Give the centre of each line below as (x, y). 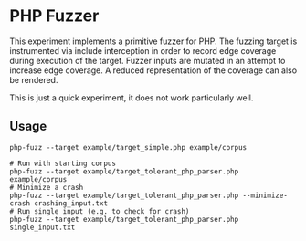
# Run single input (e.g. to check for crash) (100, 211)
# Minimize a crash (47, 187)
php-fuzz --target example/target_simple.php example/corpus (128, 147)
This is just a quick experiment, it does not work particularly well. (132, 98)
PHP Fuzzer (54, 16)
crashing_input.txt (70, 203)
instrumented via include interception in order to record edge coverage (143, 50)
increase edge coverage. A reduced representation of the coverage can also (153, 70)
